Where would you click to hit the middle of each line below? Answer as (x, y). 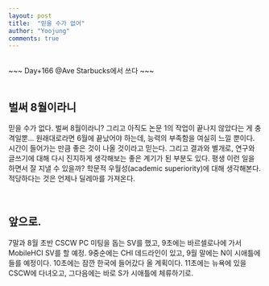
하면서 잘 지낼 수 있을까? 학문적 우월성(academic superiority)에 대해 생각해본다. (135, 168)
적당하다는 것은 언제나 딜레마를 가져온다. (72, 179)
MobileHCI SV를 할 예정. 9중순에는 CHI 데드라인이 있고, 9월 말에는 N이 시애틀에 (134, 253)
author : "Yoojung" (39, 31)
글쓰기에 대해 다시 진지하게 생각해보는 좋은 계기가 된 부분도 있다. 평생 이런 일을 (132, 159)
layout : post (30, 16)
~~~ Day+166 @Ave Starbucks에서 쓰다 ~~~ (81, 71)
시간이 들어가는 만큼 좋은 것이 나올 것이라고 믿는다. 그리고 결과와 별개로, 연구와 (132, 148)
